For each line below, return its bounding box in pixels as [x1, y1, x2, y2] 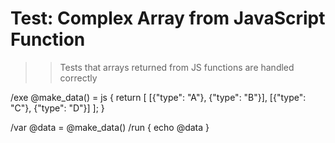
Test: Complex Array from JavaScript [10, 7, 326, 30]
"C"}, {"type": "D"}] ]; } [10, 102, 105, 114]
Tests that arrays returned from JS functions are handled [59, 61, 295, 73]
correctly [59, 72, 98, 84]
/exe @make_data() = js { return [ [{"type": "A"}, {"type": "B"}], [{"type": [10, 91, 307, 103]
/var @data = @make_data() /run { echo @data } [10, 121, 210, 133]
